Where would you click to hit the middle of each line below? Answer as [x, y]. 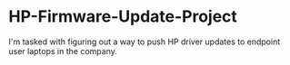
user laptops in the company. [63, 51]
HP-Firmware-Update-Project [123, 17]
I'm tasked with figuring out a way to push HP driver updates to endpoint [145, 42]
